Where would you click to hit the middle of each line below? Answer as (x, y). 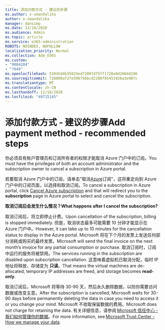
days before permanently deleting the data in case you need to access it (85, 298)
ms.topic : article (24, 37)
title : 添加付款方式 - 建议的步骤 (36, 10)
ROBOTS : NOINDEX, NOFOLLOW (33, 46)
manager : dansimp (23, 23)
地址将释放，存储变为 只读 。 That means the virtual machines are (71, 266)
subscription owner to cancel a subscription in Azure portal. (66, 169)
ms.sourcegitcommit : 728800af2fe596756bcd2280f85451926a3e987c (71, 78)
